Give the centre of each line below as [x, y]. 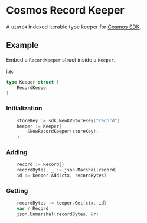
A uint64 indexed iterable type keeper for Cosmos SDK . [74, 27]
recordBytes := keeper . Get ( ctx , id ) [62, 203]
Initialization [24, 109]
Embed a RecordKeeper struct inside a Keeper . [61, 59]
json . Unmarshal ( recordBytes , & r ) [58, 214]
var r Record [33, 209]
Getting [17, 191]
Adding [17, 152]
